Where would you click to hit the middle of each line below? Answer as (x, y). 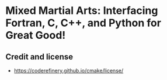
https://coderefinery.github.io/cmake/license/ (69, 70)
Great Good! (36, 35)
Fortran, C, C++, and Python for (83, 23)
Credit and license (39, 57)
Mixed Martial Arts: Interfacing (82, 11)
